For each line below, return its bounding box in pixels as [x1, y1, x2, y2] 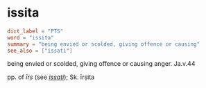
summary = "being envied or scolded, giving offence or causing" [7, 40, 200, 48]
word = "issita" [7, 34, 54, 41]
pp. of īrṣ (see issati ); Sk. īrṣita [7, 73, 95, 81]
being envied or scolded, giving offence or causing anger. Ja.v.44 [7, 60, 196, 68]
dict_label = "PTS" [7, 28, 64, 35]
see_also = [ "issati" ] [7, 47, 73, 54]
